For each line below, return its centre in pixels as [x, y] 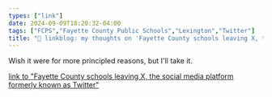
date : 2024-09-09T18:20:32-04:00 [65, 23]
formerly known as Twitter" [54, 85]
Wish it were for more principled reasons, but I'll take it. [100, 61]
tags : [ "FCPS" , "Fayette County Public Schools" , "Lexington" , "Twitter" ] [132, 30]
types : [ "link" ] [36, 16]
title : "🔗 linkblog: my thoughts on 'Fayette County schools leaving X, [134, 38]
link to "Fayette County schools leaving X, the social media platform [121, 76]
